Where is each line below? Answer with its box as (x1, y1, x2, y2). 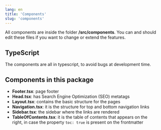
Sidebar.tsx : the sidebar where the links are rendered (12, 109, 120, 114)
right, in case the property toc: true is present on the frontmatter (12, 119, 144, 125)
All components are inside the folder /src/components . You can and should (5, 30, 157, 35)
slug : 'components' (5, 16, 45, 21)
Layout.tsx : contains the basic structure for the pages (12, 99, 120, 104)
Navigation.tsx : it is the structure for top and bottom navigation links (12, 104, 149, 110)
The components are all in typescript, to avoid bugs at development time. (5, 62, 151, 67)
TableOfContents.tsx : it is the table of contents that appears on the (12, 114, 148, 120)
